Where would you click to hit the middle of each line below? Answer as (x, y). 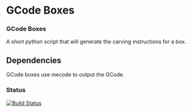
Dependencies (34, 60)
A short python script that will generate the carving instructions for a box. (96, 41)
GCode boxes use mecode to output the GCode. (65, 75)
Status (16, 90)
